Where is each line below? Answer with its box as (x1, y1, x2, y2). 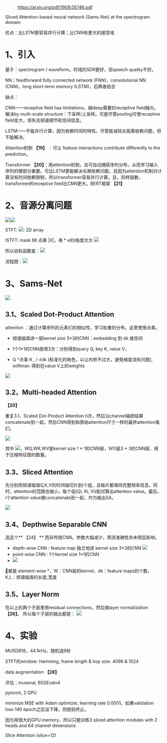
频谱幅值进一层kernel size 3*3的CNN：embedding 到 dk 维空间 (12, 335, 143, 341)
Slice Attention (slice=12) (5, 732, 56, 738)
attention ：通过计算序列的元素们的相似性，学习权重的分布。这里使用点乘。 (5, 324, 160, 330)
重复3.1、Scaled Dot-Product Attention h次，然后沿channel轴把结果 (5, 413, 144, 419)
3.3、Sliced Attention (5, 468, 73, 476)
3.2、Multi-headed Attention (5, 388, 97, 397)
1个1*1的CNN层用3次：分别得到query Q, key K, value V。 (12, 346, 130, 352)
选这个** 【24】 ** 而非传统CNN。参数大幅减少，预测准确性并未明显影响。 (5, 535, 160, 541)
